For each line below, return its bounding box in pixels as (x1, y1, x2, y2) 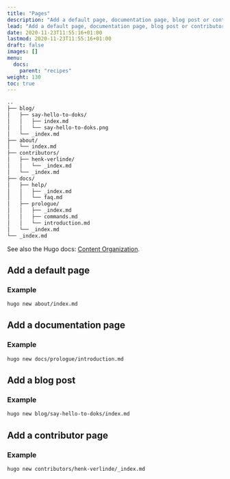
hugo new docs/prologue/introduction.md (7, 355, 125, 363)
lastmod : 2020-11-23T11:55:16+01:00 (7, 36, 112, 42)
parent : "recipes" (19, 67, 72, 74)
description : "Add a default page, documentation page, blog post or (7, 16, 210, 23)
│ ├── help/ (7, 181, 48, 188)
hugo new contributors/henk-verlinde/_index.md (7, 465, 146, 472)
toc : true (7, 80, 36, 87)
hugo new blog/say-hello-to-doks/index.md (7, 411, 130, 417)
